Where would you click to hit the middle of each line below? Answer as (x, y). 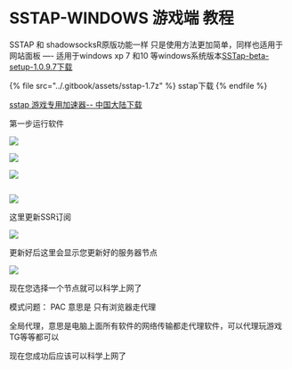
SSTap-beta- (246, 55)
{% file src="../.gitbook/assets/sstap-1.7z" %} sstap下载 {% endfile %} (138, 85)
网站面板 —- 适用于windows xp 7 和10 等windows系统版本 (116, 55)
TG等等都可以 (34, 337)
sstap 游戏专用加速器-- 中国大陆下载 (76, 104)
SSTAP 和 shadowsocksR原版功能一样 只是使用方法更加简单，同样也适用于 (146, 44)
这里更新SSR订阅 (40, 217)
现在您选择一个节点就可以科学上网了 (76, 288)
